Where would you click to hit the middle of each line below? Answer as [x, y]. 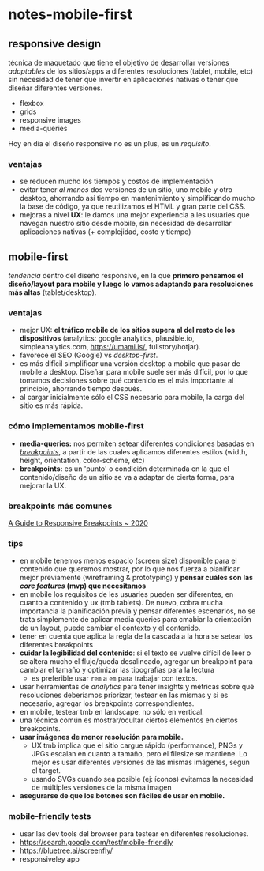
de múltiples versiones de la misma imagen [101, 787]
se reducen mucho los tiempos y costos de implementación [117, 181]
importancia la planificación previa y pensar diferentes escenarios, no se [138, 611]
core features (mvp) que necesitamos [83, 586]
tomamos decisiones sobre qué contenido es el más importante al [126, 380]
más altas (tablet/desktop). [52, 292]
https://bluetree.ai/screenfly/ [66, 850]
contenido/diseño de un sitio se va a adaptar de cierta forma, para [127, 477]
